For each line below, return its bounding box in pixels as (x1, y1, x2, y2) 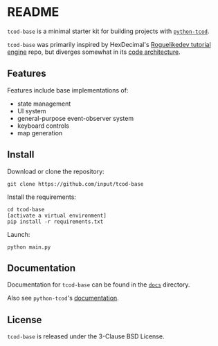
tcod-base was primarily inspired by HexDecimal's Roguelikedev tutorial (7, 40, 211, 48)
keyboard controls (17, 122, 69, 130)
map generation (17, 128, 63, 137)
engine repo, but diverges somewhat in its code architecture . (7, 48, 181, 56)
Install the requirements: (7, 193, 76, 201)
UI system (17, 106, 46, 115)
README (7, 4, 60, 20)
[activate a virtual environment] (7, 212, 107, 219)
